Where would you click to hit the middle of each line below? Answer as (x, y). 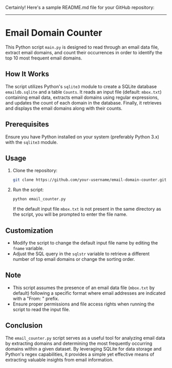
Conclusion (24, 326)
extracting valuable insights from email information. (59, 360)
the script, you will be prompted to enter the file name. (70, 214)
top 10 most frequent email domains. (44, 58)
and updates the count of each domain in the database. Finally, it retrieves (83, 103)
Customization (29, 230)
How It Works (27, 74)
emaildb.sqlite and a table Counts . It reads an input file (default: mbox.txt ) (84, 92)
